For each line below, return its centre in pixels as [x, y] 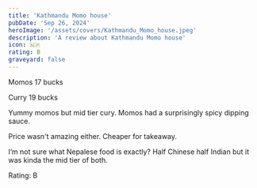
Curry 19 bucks [33, 97]
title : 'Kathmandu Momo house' [60, 15]
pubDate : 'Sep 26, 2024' [49, 23]
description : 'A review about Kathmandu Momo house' [97, 38]
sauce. [19, 121]
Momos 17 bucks [36, 82]
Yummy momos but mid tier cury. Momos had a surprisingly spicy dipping [129, 112]
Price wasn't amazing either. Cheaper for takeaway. [92, 136]
